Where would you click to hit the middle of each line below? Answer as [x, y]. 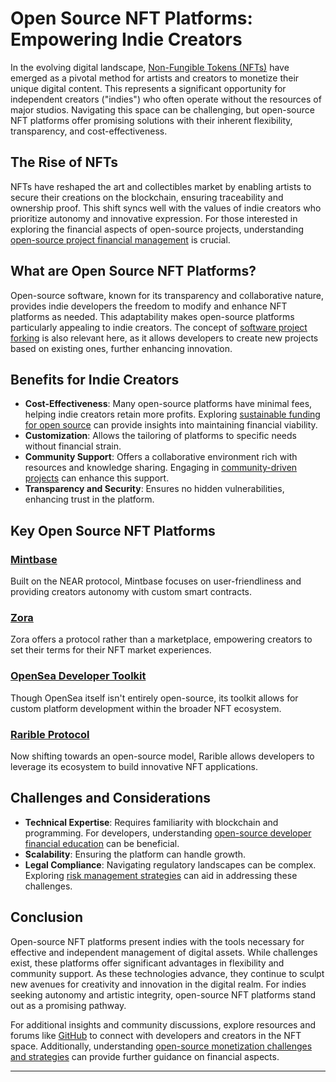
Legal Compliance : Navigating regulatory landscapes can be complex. [170, 864]
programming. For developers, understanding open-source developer [168, 833]
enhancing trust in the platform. [89, 499]
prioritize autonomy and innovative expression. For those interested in [154, 218]
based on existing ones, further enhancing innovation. [121, 348]
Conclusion [47, 917]
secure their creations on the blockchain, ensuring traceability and [147, 197]
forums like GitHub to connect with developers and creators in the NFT [156, 1035]
